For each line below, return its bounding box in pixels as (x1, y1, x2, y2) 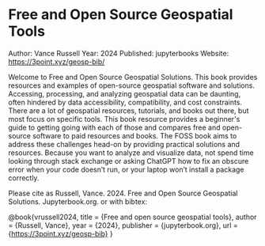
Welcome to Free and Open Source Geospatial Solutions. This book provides (8, 72, 258, 81)
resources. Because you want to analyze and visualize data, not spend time (8, 148, 255, 157)
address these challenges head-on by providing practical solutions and (8, 139, 240, 149)
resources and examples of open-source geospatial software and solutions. (8, 81, 256, 90)
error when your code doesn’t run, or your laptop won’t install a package (8, 165, 244, 174)
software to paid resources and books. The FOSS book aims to (32, 131, 237, 140)
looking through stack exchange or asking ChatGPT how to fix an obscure (8, 156, 249, 165)
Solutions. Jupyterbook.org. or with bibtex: (8, 196, 148, 206)
